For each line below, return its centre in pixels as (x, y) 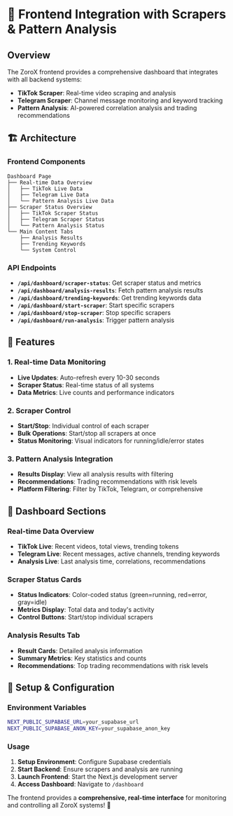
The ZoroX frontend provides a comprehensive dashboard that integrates (113, 72)
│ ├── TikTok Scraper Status (53, 213)
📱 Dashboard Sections (57, 511)
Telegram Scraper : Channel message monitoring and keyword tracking (120, 100)
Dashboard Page (29, 176)
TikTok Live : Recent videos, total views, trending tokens (98, 546)
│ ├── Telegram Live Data (48, 195)
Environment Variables (47, 707)
